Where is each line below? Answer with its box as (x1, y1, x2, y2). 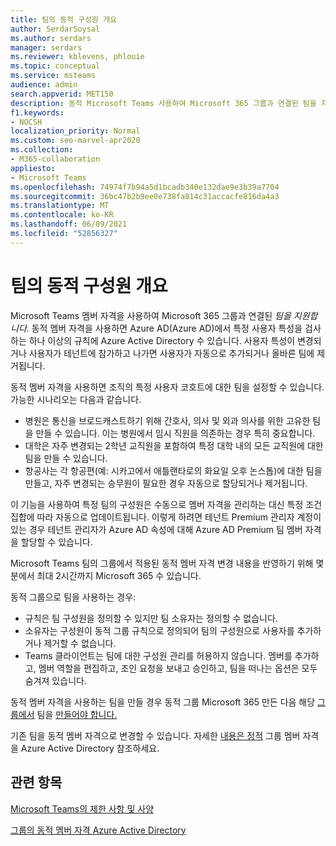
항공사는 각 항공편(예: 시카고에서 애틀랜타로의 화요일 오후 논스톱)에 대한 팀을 (24, 464, 323, 476)
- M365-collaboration (10, 154, 101, 164)
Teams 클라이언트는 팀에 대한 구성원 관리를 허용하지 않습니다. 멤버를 (24, 649, 293, 661)
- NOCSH (10, 117, 43, 127)
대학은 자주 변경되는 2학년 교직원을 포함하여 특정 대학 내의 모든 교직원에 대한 (24, 439, 324, 451)
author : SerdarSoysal (10, 24, 101, 34)
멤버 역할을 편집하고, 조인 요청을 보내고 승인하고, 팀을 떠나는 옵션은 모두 (38, 662, 318, 674)
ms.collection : (10, 145, 74, 155)
